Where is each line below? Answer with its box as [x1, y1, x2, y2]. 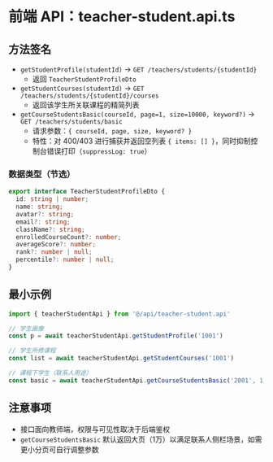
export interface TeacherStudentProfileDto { [8, 188, 165, 196]
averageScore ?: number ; [15, 241, 96, 249]
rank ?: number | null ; [15, 248, 93, 256]
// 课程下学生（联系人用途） [8, 369, 93, 377]
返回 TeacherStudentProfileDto [32, 74, 136, 84]
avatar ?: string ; [15, 210, 75, 218]
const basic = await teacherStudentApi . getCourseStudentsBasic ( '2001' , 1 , [8, 376, 267, 385]
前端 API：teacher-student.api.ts [8, 7, 236, 26]
